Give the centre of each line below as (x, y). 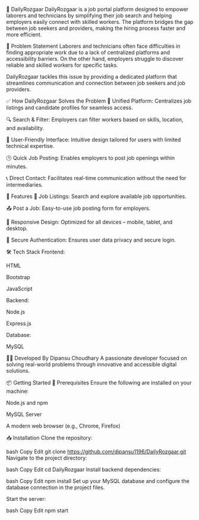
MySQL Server (24, 414)
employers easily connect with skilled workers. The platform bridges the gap (100, 22)
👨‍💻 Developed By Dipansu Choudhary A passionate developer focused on (97, 358)
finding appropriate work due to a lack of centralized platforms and (88, 52)
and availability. (25, 128)
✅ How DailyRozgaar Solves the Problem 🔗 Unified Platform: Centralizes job (99, 101)
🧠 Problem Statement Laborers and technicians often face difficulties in (93, 46)
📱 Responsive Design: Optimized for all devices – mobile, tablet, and (89, 222)
